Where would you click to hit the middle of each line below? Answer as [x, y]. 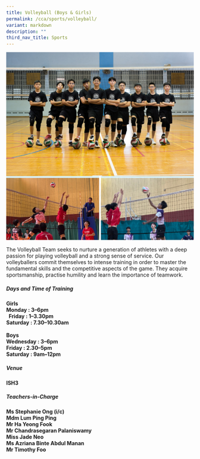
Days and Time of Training [40, 289]
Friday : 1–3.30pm [31, 317]
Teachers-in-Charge [32, 396]
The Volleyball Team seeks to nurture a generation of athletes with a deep [97, 250]
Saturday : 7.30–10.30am [37, 322]
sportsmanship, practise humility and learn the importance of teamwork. [95, 275]
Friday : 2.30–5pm [29, 348]
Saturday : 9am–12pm [34, 354]
